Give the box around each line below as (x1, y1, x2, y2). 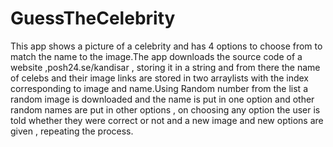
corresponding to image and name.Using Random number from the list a (10, 82, 308, 94)
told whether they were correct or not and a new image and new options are (10, 114, 324, 126)
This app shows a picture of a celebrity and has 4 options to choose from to (10, 40, 323, 52)
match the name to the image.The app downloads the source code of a (10, 50, 303, 62)
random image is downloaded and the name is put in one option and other (10, 93, 315, 105)
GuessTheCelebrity (10, 7, 176, 30)
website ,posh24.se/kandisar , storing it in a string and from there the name (10, 61, 321, 73)
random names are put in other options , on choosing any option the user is (10, 103, 321, 116)
